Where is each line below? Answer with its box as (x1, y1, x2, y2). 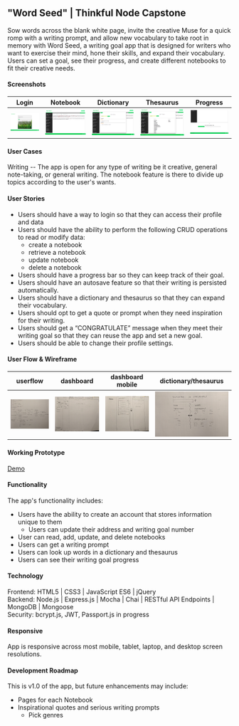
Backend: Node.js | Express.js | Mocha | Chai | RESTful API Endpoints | (7, 595, 215, 604)
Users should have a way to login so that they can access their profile (17, 210, 222, 219)
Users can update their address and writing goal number (28, 525, 194, 534)
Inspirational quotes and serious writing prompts (17, 703, 160, 712)
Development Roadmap (7, 666, 78, 675)
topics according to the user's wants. (7, 178, 116, 186)
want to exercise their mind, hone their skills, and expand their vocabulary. (7, 48, 225, 57)
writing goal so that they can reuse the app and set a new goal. (17, 331, 203, 340)
